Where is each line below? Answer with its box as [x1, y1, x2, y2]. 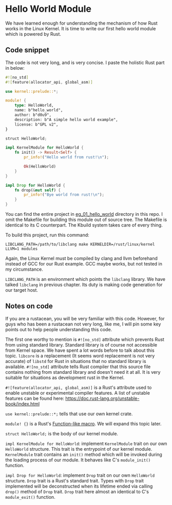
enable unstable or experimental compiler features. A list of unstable [5, 390, 150, 396]
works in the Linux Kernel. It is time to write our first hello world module [5, 25, 156, 31]
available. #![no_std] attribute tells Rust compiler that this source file [5, 363, 151, 370]
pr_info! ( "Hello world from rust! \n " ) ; [24, 155, 109, 160]
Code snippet [5, 46, 50, 54]
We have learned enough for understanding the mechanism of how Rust [5, 20, 158, 26]
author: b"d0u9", [14, 112, 52, 117]
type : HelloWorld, [14, 103, 54, 108]
